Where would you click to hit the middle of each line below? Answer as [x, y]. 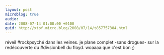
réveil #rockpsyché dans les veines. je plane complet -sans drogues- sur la [82, 42]
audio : [12, 19]
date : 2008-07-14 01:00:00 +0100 [40, 24]
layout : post [19, 10]
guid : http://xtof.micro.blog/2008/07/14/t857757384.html [66, 28]
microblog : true [22, 14]
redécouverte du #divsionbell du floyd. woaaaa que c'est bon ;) [70, 48]
